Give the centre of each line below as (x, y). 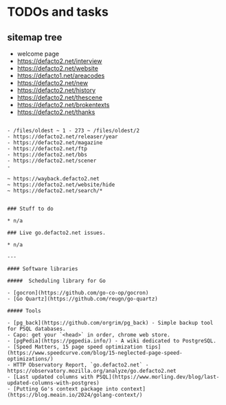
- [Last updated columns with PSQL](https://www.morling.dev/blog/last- (113, 377)
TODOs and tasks (58, 12)
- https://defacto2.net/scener (52, 161)
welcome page (38, 54)
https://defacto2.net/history (56, 90)
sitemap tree (35, 37)
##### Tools (24, 311)
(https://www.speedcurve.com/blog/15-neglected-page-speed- (95, 353)
